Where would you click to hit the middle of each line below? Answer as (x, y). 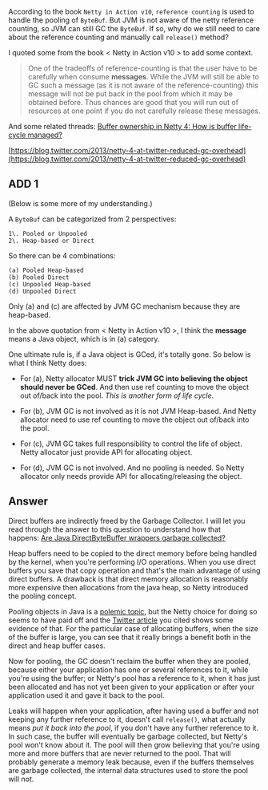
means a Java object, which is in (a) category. (84, 338)
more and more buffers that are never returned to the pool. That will (120, 753)
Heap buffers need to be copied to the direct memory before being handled (133, 553)
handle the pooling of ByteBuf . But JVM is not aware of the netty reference (131, 20)
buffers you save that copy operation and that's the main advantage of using (134, 570)
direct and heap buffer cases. (57, 646)
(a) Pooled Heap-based (46, 270)
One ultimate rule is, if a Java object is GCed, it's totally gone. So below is (130, 354)
